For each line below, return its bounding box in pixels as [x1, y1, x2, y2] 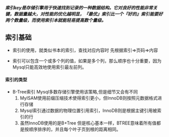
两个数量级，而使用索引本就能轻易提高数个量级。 [5, 17, 106, 23]
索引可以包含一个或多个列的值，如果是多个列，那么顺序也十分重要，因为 [12, 58, 161, 64]
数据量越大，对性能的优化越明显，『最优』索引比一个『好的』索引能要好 [13, 10, 163, 17]
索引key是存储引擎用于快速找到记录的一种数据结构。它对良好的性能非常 [5, 4, 153, 10]
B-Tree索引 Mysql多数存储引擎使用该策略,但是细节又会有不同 [12, 88, 138, 94]
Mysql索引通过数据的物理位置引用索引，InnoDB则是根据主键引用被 [19, 107, 157, 113]
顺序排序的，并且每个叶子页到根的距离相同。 [28, 126, 121, 132]
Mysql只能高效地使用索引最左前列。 [12, 64, 86, 70]
